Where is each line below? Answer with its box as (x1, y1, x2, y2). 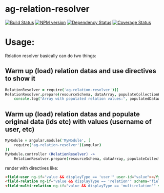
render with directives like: (5, 165, 59, 171)
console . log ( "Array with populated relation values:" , (14, 96, 128, 101)
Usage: (5, 37, 35, 48)
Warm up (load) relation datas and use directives (5, 67, 157, 75)
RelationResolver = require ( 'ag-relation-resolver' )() (5, 87, 119, 92)
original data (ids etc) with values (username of (5, 117, 152, 126)
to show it (5, 75, 36, 83)
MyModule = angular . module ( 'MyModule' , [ (5, 138, 91, 143)
